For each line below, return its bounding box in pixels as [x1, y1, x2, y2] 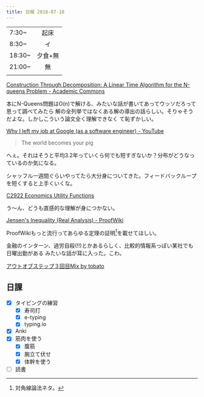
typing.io [24, 321, 47, 328]
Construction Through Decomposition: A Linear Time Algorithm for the [6, 81, 182, 88]
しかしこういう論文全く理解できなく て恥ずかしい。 [27, 115, 157, 122]
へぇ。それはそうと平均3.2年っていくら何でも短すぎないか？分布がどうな [6, 151, 190, 158]
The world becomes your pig [21, 139, 94, 146]
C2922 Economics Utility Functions [6, 192, 95, 199]
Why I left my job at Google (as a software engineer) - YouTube [6, 127, 164, 134]
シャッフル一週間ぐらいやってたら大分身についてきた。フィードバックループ [6, 172, 197, 179]
